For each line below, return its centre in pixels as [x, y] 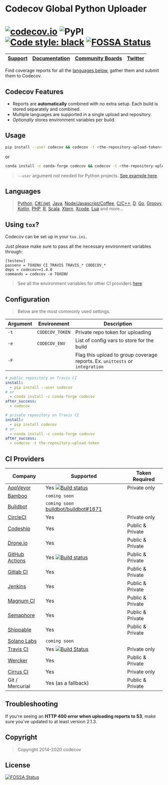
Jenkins [17, 586]
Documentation [51, 58]
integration [89, 367]
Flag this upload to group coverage [116, 355]
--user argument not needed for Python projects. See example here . [88, 175]
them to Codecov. [23, 76]
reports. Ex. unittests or [104, 361]
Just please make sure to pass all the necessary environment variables [78, 246]
